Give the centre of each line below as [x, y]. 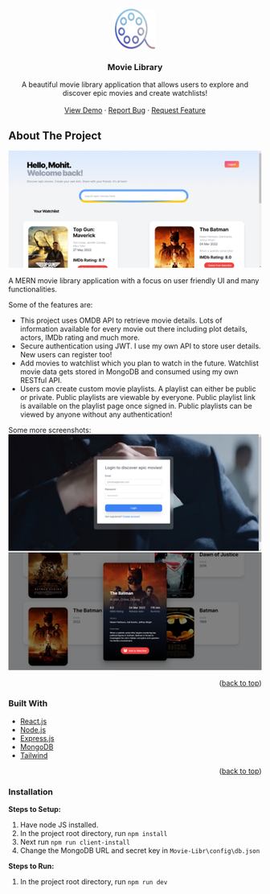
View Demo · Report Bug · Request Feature [135, 110]
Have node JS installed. [59, 825]
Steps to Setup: [35, 810]
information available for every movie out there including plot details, [133, 328]
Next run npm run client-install [75, 842]
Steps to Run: [31, 866]
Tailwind [34, 755]
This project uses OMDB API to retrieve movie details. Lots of [121, 320]
